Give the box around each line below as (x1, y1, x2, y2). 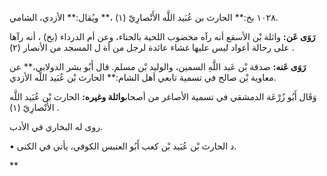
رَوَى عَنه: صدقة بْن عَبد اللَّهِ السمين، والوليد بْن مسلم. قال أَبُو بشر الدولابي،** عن (9, 61, 307, 72)
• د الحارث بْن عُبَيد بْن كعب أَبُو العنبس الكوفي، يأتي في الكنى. (9, 140, 237, 152)
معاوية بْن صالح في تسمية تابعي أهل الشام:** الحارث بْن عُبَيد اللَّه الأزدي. (9, 72, 277, 83)
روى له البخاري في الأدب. (9, 121, 104, 132)
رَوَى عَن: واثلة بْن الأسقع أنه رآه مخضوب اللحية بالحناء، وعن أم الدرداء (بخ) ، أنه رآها (9, 31, 316, 42)
